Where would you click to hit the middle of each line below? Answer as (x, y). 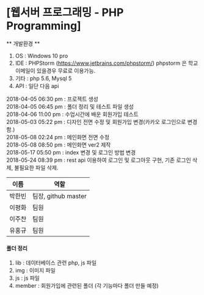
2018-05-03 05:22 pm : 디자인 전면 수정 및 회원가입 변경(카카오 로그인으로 (96, 122)
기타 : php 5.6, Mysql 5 (43, 78)
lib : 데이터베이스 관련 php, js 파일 (56, 263)
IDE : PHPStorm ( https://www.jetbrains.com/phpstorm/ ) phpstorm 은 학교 (107, 63)
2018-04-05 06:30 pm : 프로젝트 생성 (53, 99)
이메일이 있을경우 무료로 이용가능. (55, 70)
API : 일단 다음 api (37, 86)
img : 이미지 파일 (35, 271)
